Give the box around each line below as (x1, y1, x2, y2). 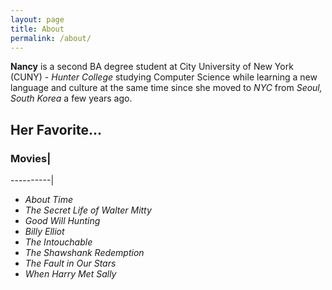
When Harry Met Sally (24, 268, 117, 280)
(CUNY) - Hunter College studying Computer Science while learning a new (10, 71, 318, 83)
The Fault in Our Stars (24, 257, 117, 270)
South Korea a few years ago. (10, 92, 133, 105)
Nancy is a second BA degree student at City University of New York (10, 61, 294, 73)
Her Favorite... (10, 121, 102, 138)
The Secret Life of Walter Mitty (24, 204, 152, 216)
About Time (24, 194, 74, 206)
